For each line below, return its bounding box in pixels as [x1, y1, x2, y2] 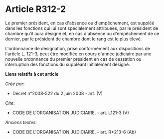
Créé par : [5, 81, 25, 87]
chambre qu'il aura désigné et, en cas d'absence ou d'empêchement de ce [5, 30, 160, 36]
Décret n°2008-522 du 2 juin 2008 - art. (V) [12, 90, 103, 96]
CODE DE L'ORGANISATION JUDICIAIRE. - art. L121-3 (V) [12, 110, 130, 116]
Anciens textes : [5, 119, 37, 125]
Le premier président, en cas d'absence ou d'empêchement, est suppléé [5, 20, 155, 26]
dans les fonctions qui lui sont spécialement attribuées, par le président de [5, 25, 159, 31]
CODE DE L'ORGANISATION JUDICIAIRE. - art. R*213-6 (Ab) [12, 129, 136, 135]
